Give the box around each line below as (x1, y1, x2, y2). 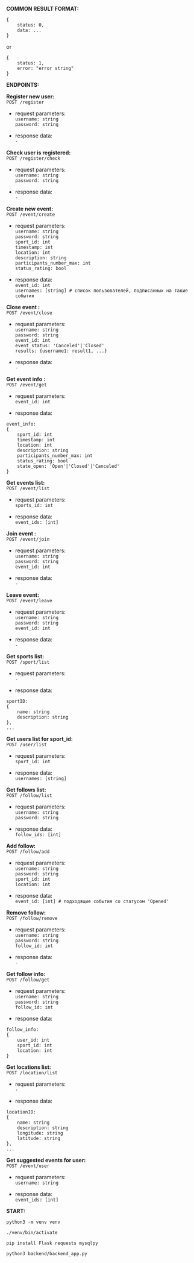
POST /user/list (6, 742, 47, 748)
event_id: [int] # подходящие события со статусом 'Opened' (14, 898, 169, 904)
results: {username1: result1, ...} (14, 348, 107, 354)
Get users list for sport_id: (6, 735, 74, 742)
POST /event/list (6, 485, 50, 491)
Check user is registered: (6, 149, 71, 156)
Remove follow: (6, 909, 46, 916)
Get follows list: (6, 786, 46, 793)
